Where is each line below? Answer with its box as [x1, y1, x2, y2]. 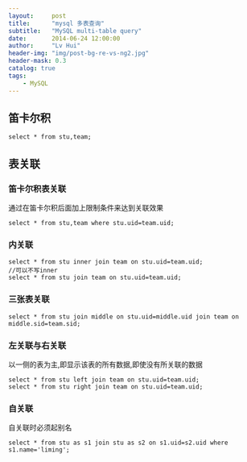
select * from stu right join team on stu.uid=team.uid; [8, 382, 204, 391]
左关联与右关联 [8, 339, 67, 351]
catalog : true [8, 65, 56, 73]
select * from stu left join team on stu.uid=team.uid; [8, 376, 200, 384]
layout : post [8, 11, 67, 20]
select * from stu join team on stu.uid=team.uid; [8, 273, 182, 282]
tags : [8, 72, 27, 80]
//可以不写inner [8, 267, 58, 275]
